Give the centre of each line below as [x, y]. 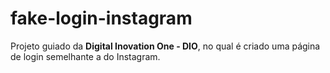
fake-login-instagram [101, 18]
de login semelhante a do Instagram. [85, 56]
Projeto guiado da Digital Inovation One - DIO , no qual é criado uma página [165, 46]
